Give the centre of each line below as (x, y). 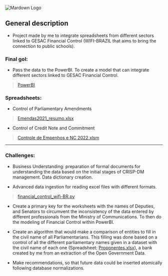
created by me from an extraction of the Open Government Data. (79, 253)
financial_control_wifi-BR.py (46, 196)
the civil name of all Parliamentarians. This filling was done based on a (85, 237)
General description (37, 23)
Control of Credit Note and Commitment (53, 128)
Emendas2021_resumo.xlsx (45, 118)
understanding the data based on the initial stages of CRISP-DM (78, 171)
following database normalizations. (48, 268)
